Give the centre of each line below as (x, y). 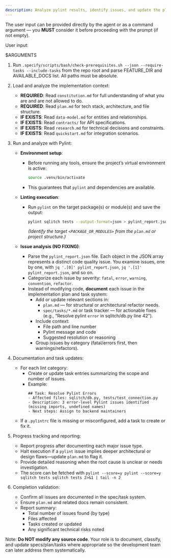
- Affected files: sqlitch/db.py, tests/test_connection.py (93, 398)
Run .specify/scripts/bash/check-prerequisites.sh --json (76, 65)
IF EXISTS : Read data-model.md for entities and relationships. (84, 117)
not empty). (18, 35)
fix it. (25, 426)
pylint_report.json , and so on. (61, 273)
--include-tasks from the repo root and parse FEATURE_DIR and (94, 70)
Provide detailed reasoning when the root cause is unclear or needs (91, 462)
